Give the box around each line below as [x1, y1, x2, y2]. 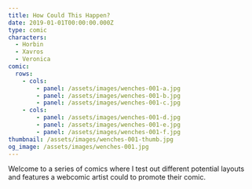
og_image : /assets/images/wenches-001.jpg [8, 143, 149, 151]
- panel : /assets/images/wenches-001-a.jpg [36, 84, 181, 93]
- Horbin [15, 41, 44, 49]
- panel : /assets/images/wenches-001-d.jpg [36, 114, 181, 122]
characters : [8, 33, 47, 42]
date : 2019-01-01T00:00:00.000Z [8, 19, 114, 27]
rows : [15, 70, 34, 78]
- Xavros [15, 48, 44, 56]
